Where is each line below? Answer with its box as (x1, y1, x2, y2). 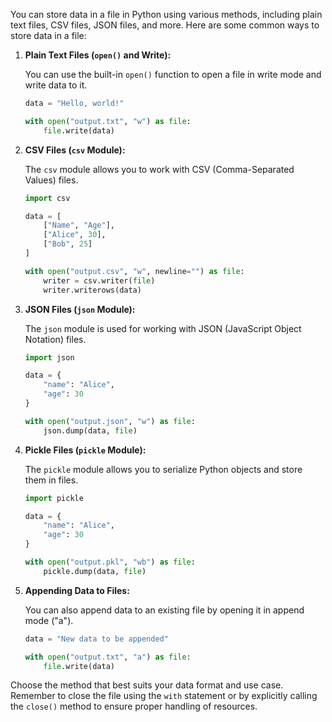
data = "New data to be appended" (24, 634, 169, 644)
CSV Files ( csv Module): (24, 144, 126, 156)
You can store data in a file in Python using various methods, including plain (10, 9, 323, 20)
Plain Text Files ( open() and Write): (24, 49, 172, 61)
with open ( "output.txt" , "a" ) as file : (24, 652, 192, 662)
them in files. (24, 474, 79, 486)
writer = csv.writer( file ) (43, 275, 156, 286)
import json (24, 352, 75, 363)
